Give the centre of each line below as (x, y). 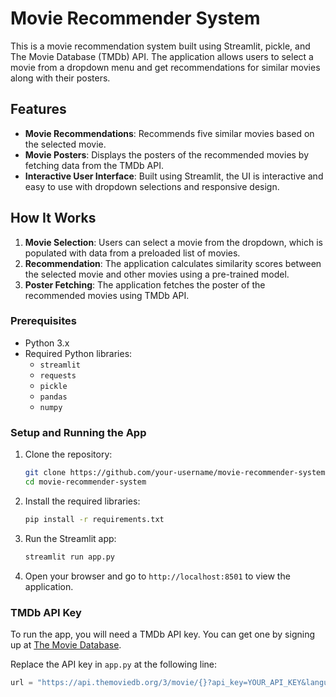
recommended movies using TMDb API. (107, 295)
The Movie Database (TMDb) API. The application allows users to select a (162, 56)
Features (38, 109)
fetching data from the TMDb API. (94, 165)
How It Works (53, 218)
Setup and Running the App (78, 432)
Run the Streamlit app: (70, 538)
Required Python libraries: (78, 353)
